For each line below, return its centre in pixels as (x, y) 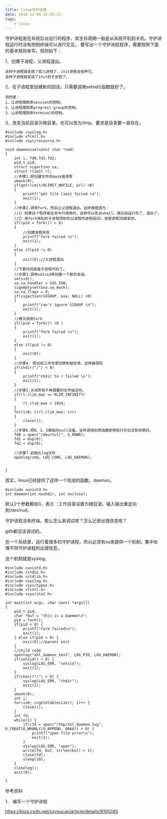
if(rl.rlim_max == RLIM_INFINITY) (50, 395)
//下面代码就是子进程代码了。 (41, 269)
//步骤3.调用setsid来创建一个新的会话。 (51, 275)
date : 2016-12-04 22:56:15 (33, 14)
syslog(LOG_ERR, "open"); (50, 746)
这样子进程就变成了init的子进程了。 (37, 77)
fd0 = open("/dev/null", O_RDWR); (50, 435)
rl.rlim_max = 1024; (44, 404)
